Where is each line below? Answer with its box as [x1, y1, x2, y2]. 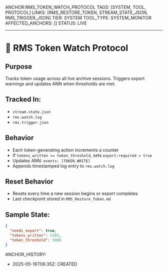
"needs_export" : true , [9, 228, 57, 233]
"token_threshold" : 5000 [9, 237, 61, 242]
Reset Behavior [5, 177, 54, 186]
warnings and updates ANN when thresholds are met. [5, 81, 116, 86]
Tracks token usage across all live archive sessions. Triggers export [5, 75, 145, 81]
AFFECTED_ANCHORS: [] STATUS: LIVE [5, 20, 87, 26]
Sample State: [5, 210, 50, 219]
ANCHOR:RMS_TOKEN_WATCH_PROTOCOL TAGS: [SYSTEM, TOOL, [5, 4, 146, 10]
